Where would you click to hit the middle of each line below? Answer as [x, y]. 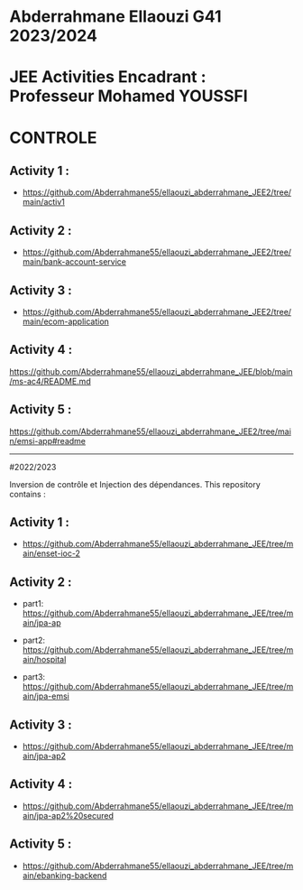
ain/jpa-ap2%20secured [68, 815]
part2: [34, 640]
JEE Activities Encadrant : [108, 77]
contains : [28, 494]
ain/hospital [44, 660]
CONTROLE [53, 138]
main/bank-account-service [74, 262]
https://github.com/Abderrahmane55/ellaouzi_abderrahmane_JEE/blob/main [151, 371]
